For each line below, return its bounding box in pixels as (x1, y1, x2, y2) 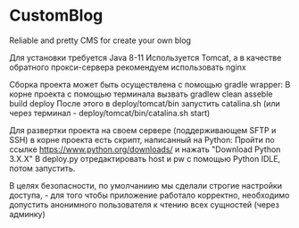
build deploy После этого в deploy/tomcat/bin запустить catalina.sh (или (9, 97, 280, 108)
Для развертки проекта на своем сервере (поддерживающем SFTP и (9, 124, 277, 135)
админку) (9, 208, 46, 219)
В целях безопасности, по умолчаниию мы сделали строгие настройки (9, 180, 283, 190)
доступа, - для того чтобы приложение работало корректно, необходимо (9, 190, 290, 200)
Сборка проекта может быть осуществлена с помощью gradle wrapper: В (9, 79, 291, 89)
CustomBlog (9, 5, 104, 26)
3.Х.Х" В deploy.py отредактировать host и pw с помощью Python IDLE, (9, 153, 281, 164)
